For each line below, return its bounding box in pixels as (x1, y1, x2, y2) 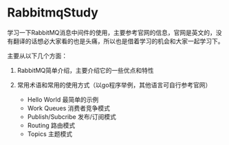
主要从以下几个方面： (7, 52, 67, 60)
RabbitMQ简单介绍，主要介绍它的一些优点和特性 (17, 66, 155, 74)
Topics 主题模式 (27, 129, 73, 138)
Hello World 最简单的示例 (27, 95, 99, 104)
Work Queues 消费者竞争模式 (27, 104, 111, 112)
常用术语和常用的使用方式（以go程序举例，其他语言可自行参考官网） (17, 80, 212, 89)
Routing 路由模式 (27, 121, 76, 129)
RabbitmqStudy (7, 5, 98, 21)
